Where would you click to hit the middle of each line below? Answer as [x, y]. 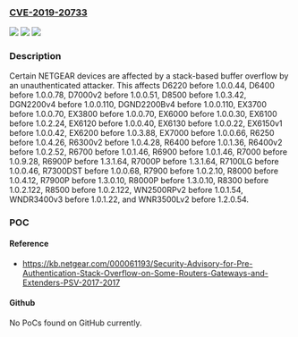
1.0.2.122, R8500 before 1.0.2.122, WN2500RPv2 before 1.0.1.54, [126, 190]
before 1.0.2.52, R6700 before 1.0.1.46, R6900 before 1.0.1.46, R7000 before [149, 152]
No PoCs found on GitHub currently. [76, 323]
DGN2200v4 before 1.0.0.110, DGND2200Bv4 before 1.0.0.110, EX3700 [138, 104]
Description [35, 56]
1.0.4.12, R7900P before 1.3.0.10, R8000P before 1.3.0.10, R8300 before [139, 180]
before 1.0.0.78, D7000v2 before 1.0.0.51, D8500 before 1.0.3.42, [128, 95]
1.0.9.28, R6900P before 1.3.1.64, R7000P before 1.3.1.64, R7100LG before [144, 161]
